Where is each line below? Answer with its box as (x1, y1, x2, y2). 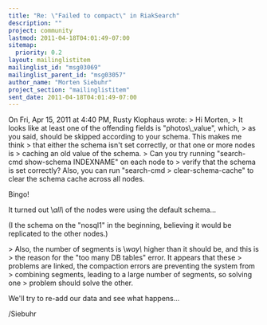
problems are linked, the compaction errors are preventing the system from (8, 261, 255, 271)
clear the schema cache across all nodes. (8, 174, 145, 184)
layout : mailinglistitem (8, 57, 91, 65)
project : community (8, 26, 73, 34)
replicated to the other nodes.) (8, 229, 108, 239)
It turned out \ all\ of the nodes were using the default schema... (8, 205, 217, 215)
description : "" (8, 19, 62, 27)
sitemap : (8, 41, 37, 49)
